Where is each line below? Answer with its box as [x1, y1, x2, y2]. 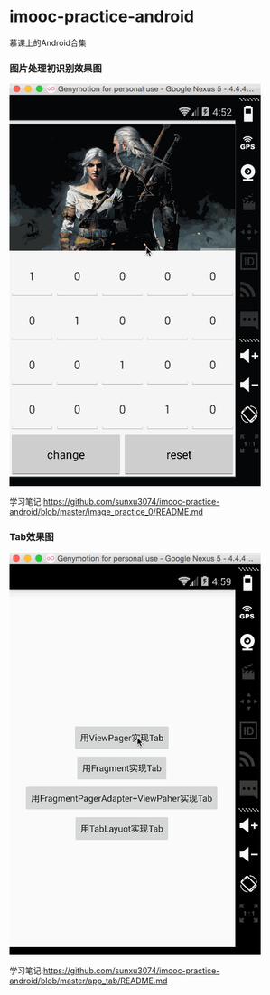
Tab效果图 [9, 531, 54, 544]
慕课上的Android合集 [9, 37, 87, 48]
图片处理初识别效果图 [9, 61, 102, 74]
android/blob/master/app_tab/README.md [9, 975, 168, 986]
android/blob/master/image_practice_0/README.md [9, 507, 203, 517]
